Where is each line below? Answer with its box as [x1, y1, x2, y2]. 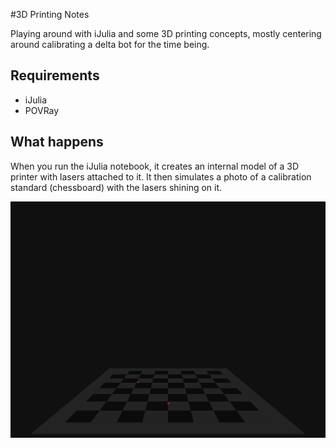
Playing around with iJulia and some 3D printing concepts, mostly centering [10, 28, 322, 39]
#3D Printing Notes [10, 9, 90, 20]
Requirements [10, 67, 100, 84]
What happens [10, 134, 104, 151]
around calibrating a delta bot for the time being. [10, 39, 210, 50]
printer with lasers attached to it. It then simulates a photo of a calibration [10, 170, 312, 183]
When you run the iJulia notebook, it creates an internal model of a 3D [10, 160, 300, 172]
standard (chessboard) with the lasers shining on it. [10, 181, 223, 193]
